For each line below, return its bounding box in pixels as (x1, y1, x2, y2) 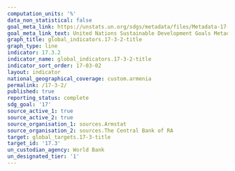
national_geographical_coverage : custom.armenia (7, 75, 152, 82)
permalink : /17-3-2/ (7, 82, 68, 89)
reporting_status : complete (7, 95, 90, 102)
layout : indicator (7, 68, 61, 75)
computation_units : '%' (7, 10, 77, 17)
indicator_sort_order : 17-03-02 (7, 62, 101, 69)
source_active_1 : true (7, 107, 73, 114)
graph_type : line (7, 43, 58, 50)
